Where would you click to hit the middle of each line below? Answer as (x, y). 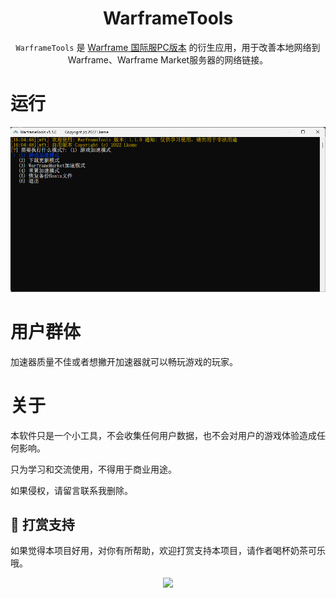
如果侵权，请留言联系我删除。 (71, 490)
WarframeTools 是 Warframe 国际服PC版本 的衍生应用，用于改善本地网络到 (168, 47)
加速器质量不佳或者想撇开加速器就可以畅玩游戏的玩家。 (124, 361)
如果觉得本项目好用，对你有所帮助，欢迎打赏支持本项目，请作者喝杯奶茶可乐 (168, 551)
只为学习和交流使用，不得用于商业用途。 (93, 469)
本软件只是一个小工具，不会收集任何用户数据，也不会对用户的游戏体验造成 (163, 435)
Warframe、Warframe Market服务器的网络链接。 (168, 59)
